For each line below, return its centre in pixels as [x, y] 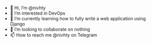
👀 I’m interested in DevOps [37, 13]
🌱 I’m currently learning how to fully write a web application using [78, 18]
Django [17, 24]
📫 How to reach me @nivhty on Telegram [53, 35]
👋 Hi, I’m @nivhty [28, 8]
